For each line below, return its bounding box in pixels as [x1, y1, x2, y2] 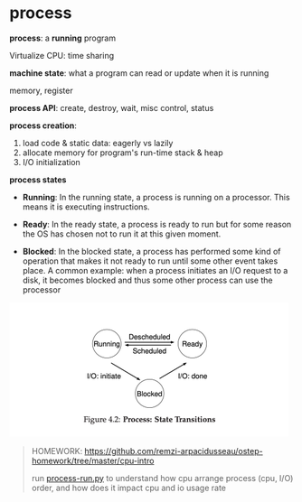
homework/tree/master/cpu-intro [31, 455, 155, 466]
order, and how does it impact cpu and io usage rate [31, 482, 226, 493]
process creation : [9, 120, 77, 131]
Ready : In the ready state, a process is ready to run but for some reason [22, 218, 292, 229]
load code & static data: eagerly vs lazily [22, 137, 174, 148]
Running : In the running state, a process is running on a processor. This [22, 191, 291, 202]
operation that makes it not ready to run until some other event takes [22, 256, 278, 266]
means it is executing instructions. [22, 201, 151, 212]
